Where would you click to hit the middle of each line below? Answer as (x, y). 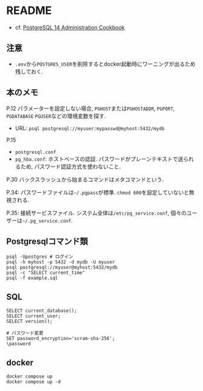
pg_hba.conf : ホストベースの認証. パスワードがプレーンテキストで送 (99, 159)
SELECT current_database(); (42, 311)
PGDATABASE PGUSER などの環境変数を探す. (56, 116)
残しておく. (29, 71)
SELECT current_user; (34, 316)
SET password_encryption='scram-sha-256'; (61, 339)
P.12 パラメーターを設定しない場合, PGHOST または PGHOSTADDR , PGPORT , (91, 108)
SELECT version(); (29, 322)
